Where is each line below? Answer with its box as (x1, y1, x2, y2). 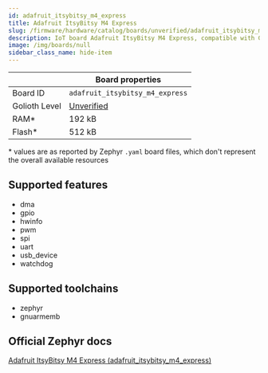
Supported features (8, 179, 108, 192)
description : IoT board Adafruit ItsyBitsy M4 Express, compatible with (8, 33, 255, 42)
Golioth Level (12, 100, 61, 112)
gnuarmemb (19, 312, 61, 321)
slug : (8, 26, 26, 34)
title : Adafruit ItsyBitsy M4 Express (8, 19, 137, 27)
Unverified (69, 100, 108, 112)
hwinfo (19, 216, 43, 226)
